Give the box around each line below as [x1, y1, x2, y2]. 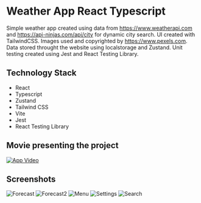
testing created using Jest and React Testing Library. [6, 50, 139, 57]
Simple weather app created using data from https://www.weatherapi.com [6, 24, 193, 32]
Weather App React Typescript [6, 4, 166, 18]
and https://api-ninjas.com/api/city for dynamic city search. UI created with [6, 30, 196, 38]
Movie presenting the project [6, 140, 119, 151]
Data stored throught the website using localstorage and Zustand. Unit [6, 44, 183, 51]
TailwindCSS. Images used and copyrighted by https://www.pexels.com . [6, 37, 188, 44]
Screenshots [6, 174, 56, 184]
